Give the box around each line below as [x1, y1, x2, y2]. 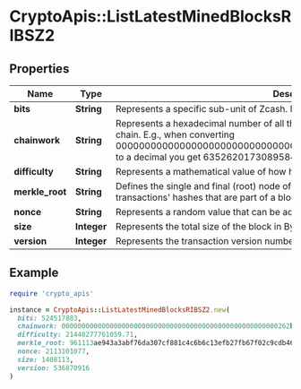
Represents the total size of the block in [115, 220, 282, 232]
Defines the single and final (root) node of [115, 180, 292, 192]
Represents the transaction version [115, 235, 262, 247]
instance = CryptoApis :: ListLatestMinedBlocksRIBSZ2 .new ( [9, 305, 230, 315]
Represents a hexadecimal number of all [115, 117, 285, 129]
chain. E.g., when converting [115, 128, 236, 141]
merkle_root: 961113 [17, 339, 94, 348]
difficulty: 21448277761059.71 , [17, 330, 139, 340]
